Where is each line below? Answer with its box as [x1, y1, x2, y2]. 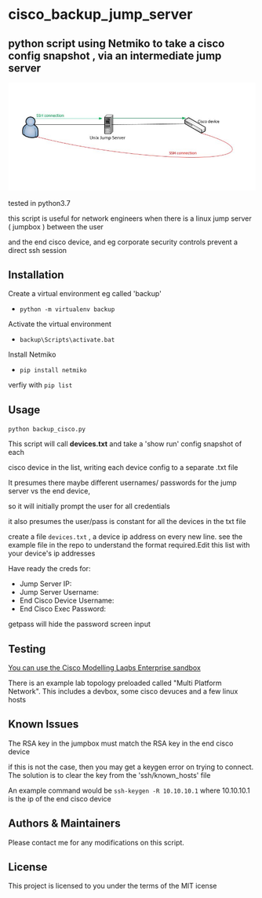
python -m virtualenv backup [19, 306, 115, 313]
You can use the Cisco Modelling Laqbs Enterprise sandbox [8, 663, 202, 673]
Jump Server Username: [19, 588, 100, 597]
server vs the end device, [8, 486, 91, 496]
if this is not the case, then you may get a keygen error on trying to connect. [8, 762, 254, 772]
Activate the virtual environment [8, 320, 112, 329]
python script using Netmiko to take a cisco [8, 37, 225, 50]
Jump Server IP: [19, 579, 72, 588]
